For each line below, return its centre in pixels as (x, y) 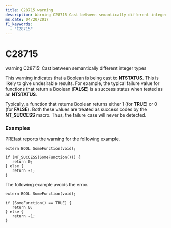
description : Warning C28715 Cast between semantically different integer (86, 15)
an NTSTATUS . (21, 94)
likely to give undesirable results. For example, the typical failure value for (82, 83)
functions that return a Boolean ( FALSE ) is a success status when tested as (84, 89)
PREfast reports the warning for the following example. (63, 139)
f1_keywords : (19, 24)
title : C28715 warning (29, 10)
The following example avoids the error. (47, 185)
